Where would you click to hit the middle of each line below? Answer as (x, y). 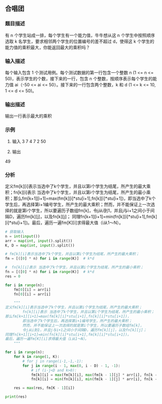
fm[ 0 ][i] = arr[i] (32, 290)
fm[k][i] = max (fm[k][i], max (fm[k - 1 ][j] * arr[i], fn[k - (94, 375)
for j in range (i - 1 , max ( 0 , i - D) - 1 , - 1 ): (71, 366)
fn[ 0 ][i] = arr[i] (32, 294)
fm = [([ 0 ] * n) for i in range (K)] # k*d (50, 259)
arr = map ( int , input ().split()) (39, 241)
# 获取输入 (15, 232)
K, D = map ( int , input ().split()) (40, 245)
